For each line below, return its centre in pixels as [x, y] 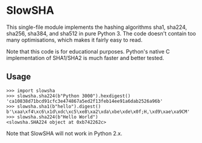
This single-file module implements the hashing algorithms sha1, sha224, [97, 27]
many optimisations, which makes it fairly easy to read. [74, 40]
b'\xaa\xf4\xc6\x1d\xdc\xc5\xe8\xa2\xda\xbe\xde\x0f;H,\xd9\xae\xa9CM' [98, 112]
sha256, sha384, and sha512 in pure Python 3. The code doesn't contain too [101, 33]
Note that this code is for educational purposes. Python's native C [88, 51]
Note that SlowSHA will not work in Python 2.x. [64, 133]
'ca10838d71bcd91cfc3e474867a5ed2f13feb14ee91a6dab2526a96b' [85, 101]
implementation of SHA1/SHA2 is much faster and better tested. [85, 58]
